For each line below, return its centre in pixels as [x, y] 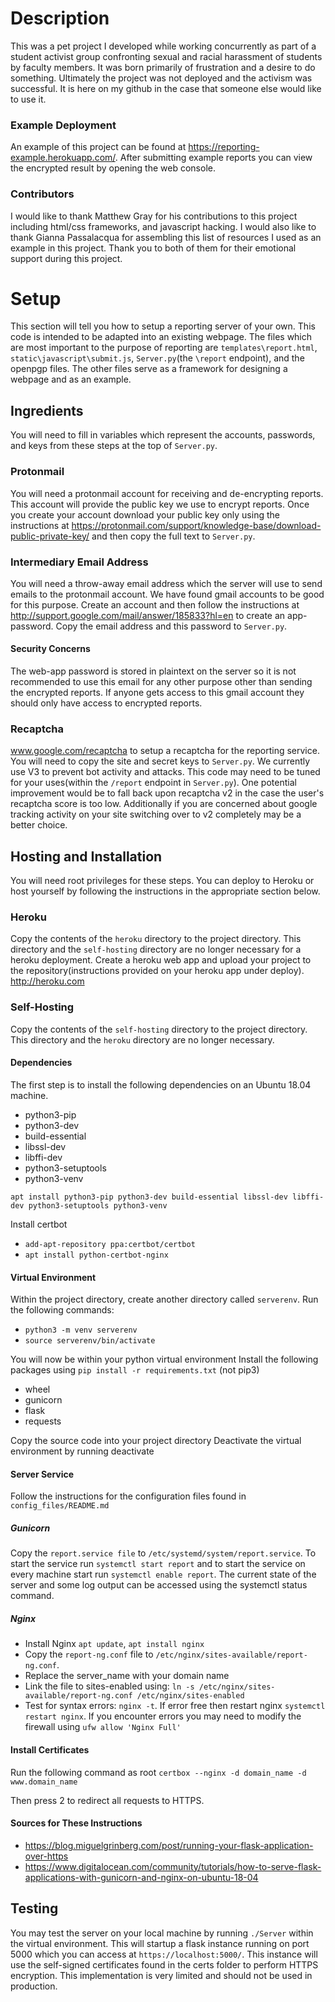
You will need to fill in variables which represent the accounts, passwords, [163, 435]
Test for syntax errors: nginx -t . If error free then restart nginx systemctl [175, 1706]
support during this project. [66, 258]
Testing [34, 1908]
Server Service [42, 1474]
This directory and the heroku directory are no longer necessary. [142, 1039]
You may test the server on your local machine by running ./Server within [162, 1933]
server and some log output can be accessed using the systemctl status [159, 1585]
